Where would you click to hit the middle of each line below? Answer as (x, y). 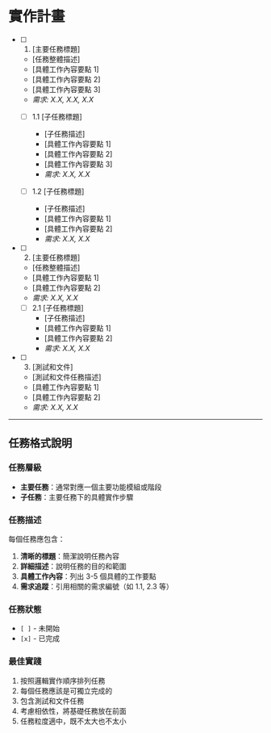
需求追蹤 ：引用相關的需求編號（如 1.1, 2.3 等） (96, 587)
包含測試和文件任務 (52, 701)
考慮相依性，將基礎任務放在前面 (73, 710)
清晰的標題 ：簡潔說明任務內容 (69, 556)
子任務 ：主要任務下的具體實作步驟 (77, 496)
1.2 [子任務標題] (58, 191)
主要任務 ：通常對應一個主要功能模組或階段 (91, 487)
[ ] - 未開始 (40, 628)
